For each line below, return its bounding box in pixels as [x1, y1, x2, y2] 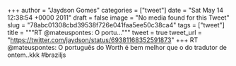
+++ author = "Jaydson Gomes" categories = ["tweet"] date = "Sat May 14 [7, 6, 224, 14]
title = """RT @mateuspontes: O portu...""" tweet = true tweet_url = [7, 28, 203, 37]
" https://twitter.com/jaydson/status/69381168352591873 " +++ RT [7, 36, 199, 44]
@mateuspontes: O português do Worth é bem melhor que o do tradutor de [7, 44, 228, 51]
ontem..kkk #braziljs [7, 51, 66, 59]
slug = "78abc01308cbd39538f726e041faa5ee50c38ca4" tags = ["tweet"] [7, 21, 225, 29]
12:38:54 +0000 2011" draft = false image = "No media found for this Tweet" [7, 13, 230, 22]
